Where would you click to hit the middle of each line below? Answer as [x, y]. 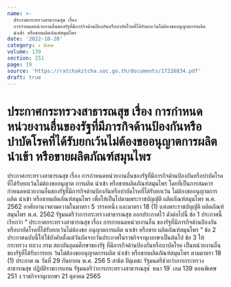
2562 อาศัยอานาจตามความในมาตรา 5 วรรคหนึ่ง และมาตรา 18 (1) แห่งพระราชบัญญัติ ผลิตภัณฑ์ [115, 207]
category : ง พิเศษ [31, 45]
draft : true [24, 77]
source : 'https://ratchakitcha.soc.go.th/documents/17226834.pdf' [104, 71]
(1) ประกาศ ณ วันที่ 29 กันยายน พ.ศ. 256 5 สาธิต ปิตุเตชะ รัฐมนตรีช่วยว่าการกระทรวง [106, 261]
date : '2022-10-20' [35, 39]
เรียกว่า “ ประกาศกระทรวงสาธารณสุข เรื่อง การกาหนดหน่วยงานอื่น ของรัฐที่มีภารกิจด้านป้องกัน [112, 222]
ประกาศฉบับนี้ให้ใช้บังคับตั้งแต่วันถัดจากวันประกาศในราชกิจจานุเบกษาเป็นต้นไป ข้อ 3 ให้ [106, 238]
